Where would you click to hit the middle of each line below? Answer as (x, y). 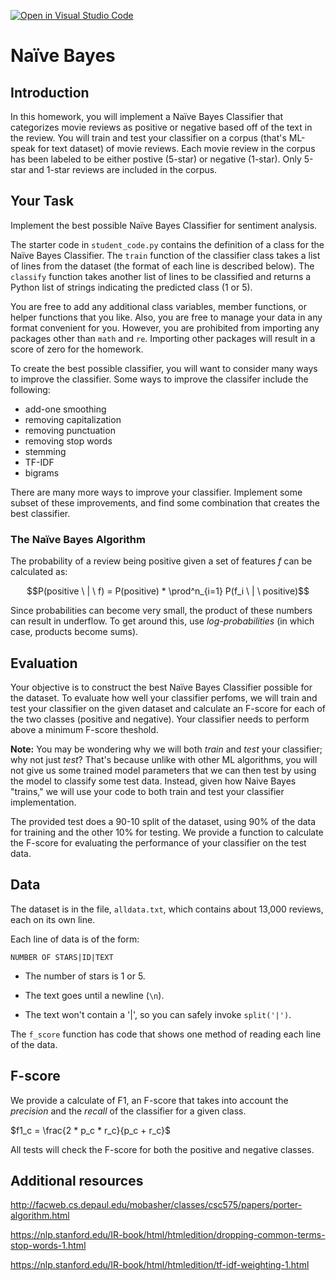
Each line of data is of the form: (75, 939)
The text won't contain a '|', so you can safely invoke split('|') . (158, 1014)
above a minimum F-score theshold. (84, 729)
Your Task (42, 201)
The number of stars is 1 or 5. (85, 976)
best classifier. (40, 513)
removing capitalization (73, 419)
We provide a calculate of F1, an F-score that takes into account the (149, 1100)
